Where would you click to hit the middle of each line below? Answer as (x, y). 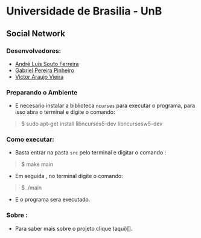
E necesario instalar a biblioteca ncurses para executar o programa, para (105, 106)
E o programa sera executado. (53, 200)
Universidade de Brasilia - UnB (84, 11)
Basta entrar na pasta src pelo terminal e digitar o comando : (91, 153)
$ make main (37, 164)
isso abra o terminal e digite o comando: (65, 112)
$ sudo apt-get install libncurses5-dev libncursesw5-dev (92, 124)
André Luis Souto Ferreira (47, 64)
